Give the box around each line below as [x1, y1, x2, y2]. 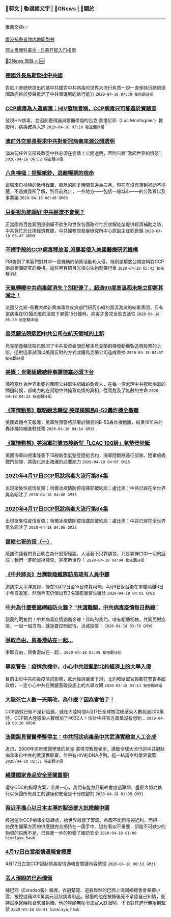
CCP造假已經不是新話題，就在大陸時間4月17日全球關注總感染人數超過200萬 [5, 708, 164, 714]
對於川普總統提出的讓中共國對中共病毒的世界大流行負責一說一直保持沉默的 [5, 84, 161, 91]
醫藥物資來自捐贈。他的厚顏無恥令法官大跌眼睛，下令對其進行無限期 [18, 900, 161, 906]
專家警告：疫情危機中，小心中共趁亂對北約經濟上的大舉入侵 [5, 663, 152, 670]
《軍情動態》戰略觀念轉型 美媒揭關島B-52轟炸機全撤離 [5, 407, 139, 414]
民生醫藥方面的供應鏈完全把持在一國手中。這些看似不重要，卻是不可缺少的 [9, 823, 166, 829]
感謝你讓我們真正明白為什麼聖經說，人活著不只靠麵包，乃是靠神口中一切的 [5, 551, 161, 557]
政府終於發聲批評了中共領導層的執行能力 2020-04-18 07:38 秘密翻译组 [9, 91, 154, 97]
